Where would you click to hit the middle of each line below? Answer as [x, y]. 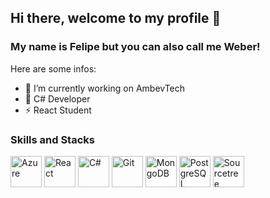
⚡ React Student [58, 110]
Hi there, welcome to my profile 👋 [116, 18]
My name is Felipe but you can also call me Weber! [135, 47]
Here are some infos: [53, 68]
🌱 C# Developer [57, 98]
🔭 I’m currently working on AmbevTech [105, 88]
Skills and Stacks [52, 139]
